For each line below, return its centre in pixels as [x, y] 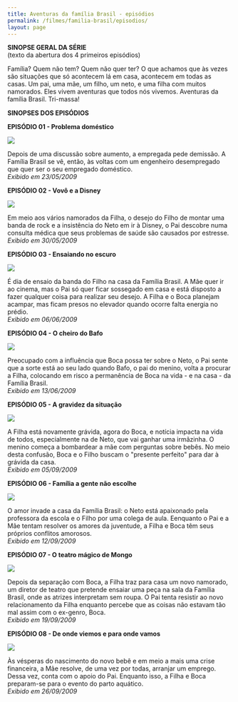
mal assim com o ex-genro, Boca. [57, 612]
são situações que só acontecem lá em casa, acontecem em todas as [109, 76]
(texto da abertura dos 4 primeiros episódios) [74, 55]
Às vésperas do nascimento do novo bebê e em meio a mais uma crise [111, 661]
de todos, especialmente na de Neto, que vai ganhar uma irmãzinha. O [111, 439]
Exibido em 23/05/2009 [42, 177]
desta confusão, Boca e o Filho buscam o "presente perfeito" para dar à [113, 454]
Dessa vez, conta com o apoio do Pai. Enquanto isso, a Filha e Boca [107, 676]
